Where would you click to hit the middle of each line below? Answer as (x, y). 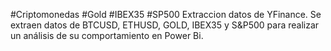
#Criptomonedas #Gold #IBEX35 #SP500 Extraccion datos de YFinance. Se (166, 14)
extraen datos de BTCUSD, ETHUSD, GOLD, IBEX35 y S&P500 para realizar (165, 25)
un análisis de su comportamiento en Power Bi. (107, 35)
